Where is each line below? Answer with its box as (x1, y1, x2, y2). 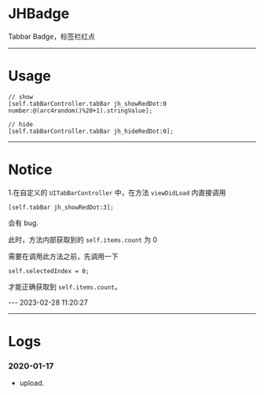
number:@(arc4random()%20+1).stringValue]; (8, 107, 153, 115)
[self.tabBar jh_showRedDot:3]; (8, 203, 114, 211)
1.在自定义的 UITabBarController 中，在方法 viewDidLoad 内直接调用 (8, 188, 226, 197)
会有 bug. (8, 218, 39, 228)
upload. (19, 379, 45, 388)
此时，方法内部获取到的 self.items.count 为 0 (8, 235, 158, 244)
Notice (8, 161, 53, 179)
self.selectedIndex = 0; (8, 267, 90, 275)
